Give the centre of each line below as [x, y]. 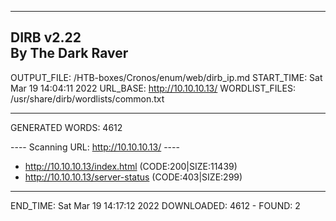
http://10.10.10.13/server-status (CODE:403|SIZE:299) [133, 177]
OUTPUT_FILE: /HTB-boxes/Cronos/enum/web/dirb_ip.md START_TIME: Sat [166, 77]
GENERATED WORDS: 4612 [66, 127]
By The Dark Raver [69, 53]
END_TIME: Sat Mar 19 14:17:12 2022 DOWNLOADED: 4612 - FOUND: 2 [155, 205]
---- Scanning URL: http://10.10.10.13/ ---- [95, 147]
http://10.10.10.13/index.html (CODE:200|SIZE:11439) [131, 166]
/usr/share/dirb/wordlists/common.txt [87, 98]
